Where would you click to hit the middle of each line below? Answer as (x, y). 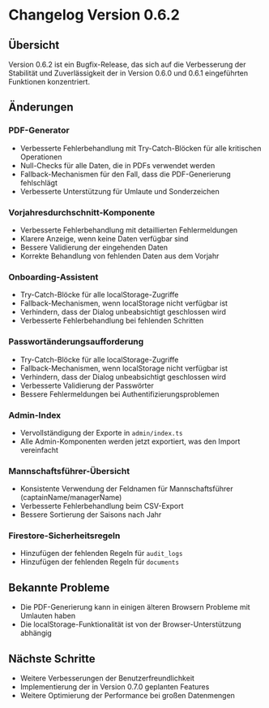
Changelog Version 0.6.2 (94, 15)
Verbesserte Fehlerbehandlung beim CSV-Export (102, 506)
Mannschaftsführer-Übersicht (69, 471)
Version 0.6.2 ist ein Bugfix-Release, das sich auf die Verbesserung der (127, 64)
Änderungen (41, 107)
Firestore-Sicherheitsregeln (64, 536)
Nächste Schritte (52, 659)
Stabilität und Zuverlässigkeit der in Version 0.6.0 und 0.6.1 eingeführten (128, 73)
